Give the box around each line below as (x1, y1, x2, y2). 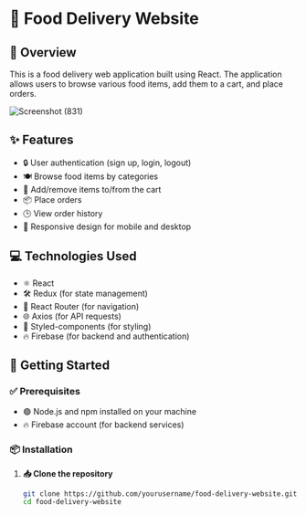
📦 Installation (9, 443, 73, 456)
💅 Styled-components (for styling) (22, 321, 152, 331)
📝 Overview (9, 45, 77, 60)
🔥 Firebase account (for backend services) (22, 419, 185, 430)
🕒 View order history (22, 207, 103, 218)
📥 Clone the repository (22, 468, 113, 478)
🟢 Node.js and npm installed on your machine (22, 406, 197, 417)
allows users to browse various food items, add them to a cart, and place (9, 79, 284, 89)
